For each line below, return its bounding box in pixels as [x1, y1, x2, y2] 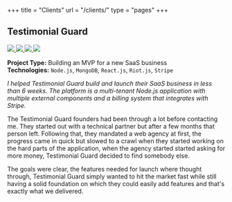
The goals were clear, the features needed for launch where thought [7, 165, 202, 173]
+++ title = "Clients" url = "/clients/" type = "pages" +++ [7, 6, 168, 14]
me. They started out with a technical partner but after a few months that [7, 122, 215, 130]
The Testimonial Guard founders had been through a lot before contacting [7, 114, 218, 123]
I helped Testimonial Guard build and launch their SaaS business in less [7, 79, 213, 87]
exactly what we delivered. [7, 187, 84, 195]
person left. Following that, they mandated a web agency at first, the [7, 129, 202, 138]
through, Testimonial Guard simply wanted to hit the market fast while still [7, 172, 217, 181]
